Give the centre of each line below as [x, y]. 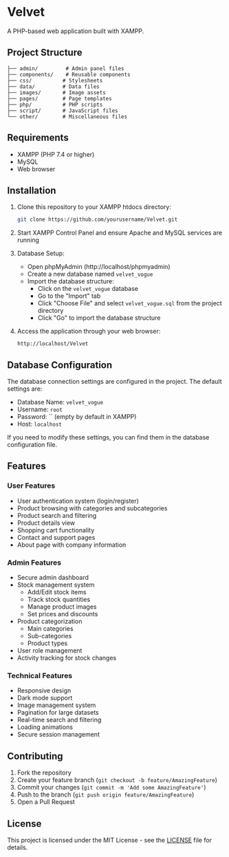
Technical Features [40, 675]
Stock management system [56, 585]
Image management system [56, 705]
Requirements [38, 138]
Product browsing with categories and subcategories [92, 508]
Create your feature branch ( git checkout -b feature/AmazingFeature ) [117, 780]
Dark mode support [45, 698]
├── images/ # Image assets [57, 93]
